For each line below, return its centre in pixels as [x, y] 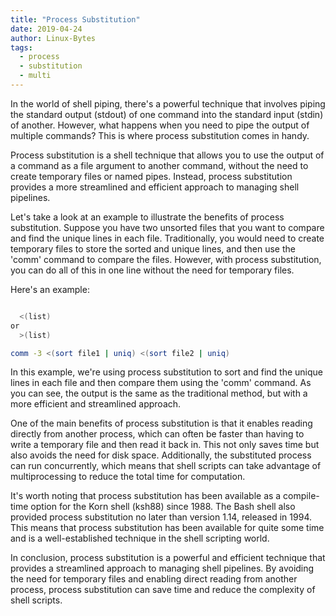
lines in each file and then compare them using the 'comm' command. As [161, 383]
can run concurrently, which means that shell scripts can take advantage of [166, 466]
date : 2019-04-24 [46, 29]
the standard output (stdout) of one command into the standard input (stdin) [167, 114]
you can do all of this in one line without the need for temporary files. [152, 270]
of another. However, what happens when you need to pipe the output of [160, 125]
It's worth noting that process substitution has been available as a [146, 496]
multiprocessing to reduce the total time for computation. [128, 477]
